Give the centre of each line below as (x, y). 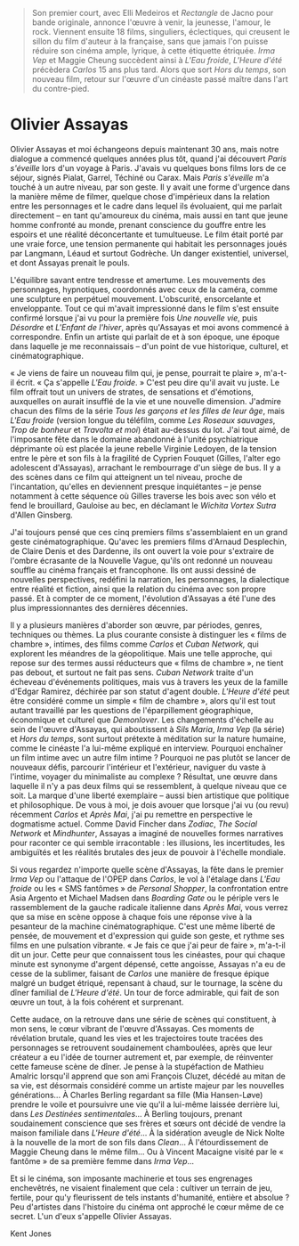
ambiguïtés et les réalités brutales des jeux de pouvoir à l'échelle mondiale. (148, 852)
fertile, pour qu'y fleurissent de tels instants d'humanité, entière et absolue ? (150, 1197)
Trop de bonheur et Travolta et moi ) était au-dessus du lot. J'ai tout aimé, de (150, 429)
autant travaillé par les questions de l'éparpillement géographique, (132, 710)
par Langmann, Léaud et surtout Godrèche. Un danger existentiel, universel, (149, 253)
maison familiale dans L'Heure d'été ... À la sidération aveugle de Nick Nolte (148, 1132)
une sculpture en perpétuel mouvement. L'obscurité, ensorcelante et (136, 298)
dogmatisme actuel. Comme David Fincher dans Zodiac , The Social (133, 824)
